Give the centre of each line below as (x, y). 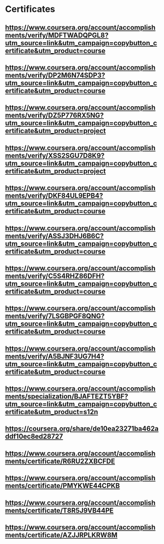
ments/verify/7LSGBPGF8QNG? (55, 316)
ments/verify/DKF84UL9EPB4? (54, 196)
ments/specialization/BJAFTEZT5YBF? (67, 396)
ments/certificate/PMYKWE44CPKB (62, 486)
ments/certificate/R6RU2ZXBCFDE (60, 461)
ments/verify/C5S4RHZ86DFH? (55, 276)
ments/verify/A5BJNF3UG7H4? (55, 356)
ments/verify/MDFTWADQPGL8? (57, 35)
